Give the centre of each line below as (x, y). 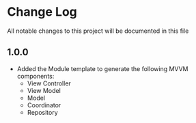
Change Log (42, 12)
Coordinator (44, 105)
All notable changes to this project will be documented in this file (98, 31)
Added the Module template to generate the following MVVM (102, 68)
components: (36, 76)
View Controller (49, 83)
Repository (42, 112)
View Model (44, 90)
